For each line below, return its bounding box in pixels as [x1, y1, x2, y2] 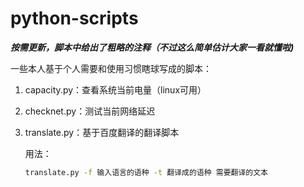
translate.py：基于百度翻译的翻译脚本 [24, 126, 180, 138]
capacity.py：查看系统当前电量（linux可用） [24, 83, 207, 96]
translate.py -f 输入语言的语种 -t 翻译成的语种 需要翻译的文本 [24, 167, 268, 177]
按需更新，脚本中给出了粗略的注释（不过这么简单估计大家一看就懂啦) [10, 41, 295, 53]
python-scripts [10, 7, 139, 30]
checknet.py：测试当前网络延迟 [24, 105, 156, 117]
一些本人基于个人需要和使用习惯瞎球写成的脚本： [10, 62, 212, 74]
